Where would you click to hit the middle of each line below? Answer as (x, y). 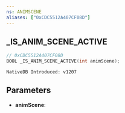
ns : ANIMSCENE (24, 12)
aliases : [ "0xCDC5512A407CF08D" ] (48, 17)
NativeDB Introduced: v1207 (42, 72)
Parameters (29, 90)
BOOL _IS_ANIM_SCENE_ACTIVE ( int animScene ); (63, 61)
